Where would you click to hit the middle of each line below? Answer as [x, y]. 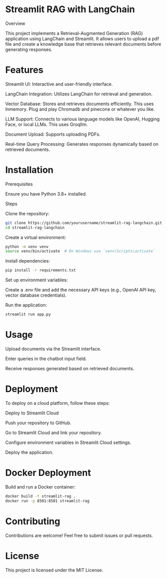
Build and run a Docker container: [40, 487]
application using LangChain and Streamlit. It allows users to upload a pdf [82, 39]
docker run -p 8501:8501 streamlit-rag [47, 501]
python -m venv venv [27, 247]
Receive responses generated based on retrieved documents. [70, 368]
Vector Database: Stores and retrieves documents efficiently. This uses [79, 104]
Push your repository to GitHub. [38, 423]
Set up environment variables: [37, 280]
